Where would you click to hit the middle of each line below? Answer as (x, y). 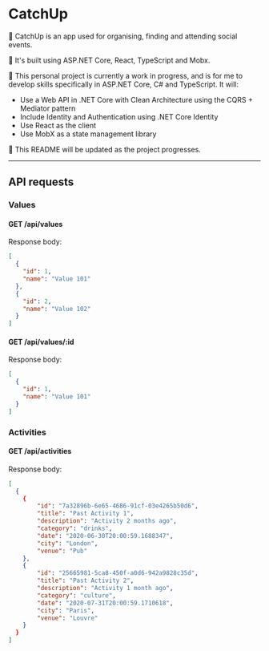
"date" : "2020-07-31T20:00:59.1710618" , (105, 603)
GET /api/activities (40, 451)
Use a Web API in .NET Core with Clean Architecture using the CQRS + (137, 99)
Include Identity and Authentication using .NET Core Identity (119, 116)
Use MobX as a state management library (88, 134)
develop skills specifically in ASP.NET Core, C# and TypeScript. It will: (123, 84)
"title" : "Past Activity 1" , (86, 514)
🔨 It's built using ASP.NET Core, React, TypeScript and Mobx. (109, 60)
